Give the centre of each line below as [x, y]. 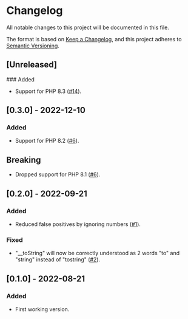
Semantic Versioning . [33, 46]
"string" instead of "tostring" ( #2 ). [58, 259]
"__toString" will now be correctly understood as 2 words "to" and [97, 253]
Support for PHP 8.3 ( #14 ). [48, 91]
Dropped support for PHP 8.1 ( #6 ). [58, 174]
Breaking [24, 159]
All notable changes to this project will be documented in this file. [88, 27]
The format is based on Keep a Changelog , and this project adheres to [94, 39]
